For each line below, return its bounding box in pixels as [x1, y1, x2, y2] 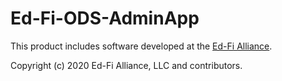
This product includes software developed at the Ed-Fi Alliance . [10, 40, 273, 52]
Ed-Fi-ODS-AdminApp [10, 7, 200, 30]
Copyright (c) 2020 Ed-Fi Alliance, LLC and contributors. [10, 59, 243, 71]
